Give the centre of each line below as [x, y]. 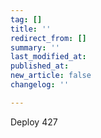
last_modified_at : [48, 57]
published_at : [40, 66]
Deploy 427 [34, 122]
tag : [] [26, 19]
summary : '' [35, 47]
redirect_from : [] [48, 38]
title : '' [31, 29]
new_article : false [51, 76]
